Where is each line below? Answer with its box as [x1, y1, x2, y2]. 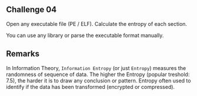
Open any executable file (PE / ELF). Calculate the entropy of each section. [6, 20, 187, 27]
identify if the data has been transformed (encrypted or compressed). [6, 83, 175, 90]
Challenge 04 [6, 5, 57, 15]
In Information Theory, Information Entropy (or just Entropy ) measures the [6, 64, 186, 71]
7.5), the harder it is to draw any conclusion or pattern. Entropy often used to [6, 77, 191, 84]
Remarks [6, 49, 40, 59]
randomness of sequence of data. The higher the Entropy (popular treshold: [6, 71, 190, 78]
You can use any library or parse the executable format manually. [6, 32, 164, 39]
